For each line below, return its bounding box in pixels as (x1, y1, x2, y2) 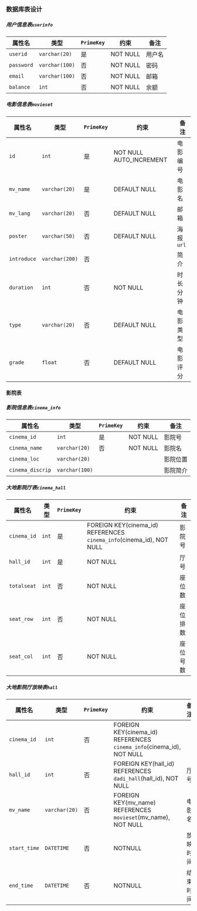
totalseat (9, 583, 36, 590)
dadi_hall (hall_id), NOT (113, 774, 179, 782)
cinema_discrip (9, 467, 52, 473)
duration (9, 284, 33, 291)
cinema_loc (9, 456, 39, 462)
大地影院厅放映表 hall (6, 683, 58, 691)
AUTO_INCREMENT (113, 156, 168, 164)
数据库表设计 (6, 5, 43, 13)
